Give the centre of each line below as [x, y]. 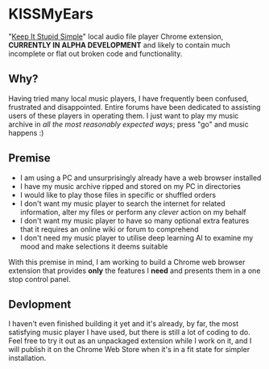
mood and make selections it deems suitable [94, 246]
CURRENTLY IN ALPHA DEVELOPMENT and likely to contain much [120, 44]
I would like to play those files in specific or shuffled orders [118, 195]
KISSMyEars [51, 14]
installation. [27, 358]
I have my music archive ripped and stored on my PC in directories [130, 186]
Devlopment [40, 304]
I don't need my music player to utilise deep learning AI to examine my [137, 237]
